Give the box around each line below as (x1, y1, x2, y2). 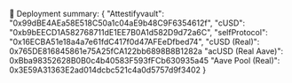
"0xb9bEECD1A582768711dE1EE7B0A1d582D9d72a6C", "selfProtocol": (9, 27, 268, 37)
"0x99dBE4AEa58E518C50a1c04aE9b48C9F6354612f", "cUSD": (9, 18, 246, 28)
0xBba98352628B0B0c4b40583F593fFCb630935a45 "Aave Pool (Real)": (9, 56, 280, 65)
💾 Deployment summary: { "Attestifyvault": (9, 9, 164, 19)
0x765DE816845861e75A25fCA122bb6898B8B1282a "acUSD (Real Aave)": (9, 46, 284, 57)
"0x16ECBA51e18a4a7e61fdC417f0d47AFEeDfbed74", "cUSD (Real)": (9, 36, 260, 47)
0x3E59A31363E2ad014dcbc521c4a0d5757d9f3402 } (9, 64, 207, 75)
